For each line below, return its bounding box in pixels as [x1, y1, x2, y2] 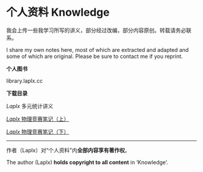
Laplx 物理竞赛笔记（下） [6, 128, 69, 135]
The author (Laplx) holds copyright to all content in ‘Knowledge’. [6, 158, 168, 166]
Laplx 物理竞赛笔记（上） [6, 115, 69, 123]
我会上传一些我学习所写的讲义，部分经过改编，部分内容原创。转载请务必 [6, 27, 186, 34]
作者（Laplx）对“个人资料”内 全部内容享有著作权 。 [6, 146, 130, 154]
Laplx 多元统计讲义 [6, 102, 54, 109]
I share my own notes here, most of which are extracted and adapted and [6, 46, 189, 53]
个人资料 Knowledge [6, 5, 110, 19]
